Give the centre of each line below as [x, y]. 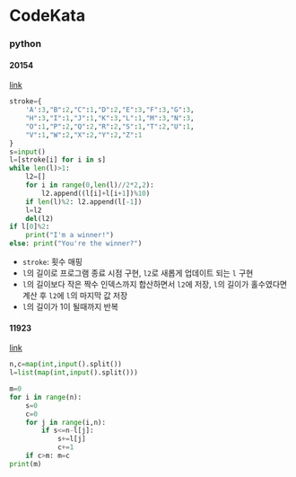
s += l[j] [72, 439]
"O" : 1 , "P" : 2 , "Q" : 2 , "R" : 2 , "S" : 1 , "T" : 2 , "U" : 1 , [110, 127]
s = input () [28, 152]
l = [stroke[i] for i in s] [57, 160]
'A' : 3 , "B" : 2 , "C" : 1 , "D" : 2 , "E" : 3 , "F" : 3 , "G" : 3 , [110, 110]
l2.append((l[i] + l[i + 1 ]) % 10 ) [96, 193]
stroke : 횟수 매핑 [52, 262]
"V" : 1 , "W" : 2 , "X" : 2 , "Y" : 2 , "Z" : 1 [84, 135]
